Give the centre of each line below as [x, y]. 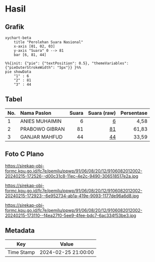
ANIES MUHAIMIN [41, 121]
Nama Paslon [36, 113]
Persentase [134, 113]
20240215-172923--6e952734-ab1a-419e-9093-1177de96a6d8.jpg [72, 196]
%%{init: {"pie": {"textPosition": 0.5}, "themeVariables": [67, 63]
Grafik [15, 27]
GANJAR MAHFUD [41, 137]
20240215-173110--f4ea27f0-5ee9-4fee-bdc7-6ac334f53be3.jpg [71, 215]
